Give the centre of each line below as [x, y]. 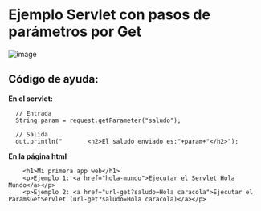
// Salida [32, 134]
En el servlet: [31, 99]
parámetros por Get [75, 32]
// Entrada [34, 113]
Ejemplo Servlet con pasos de [110, 15]
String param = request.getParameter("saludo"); [98, 120]
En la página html [38, 156]
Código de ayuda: [53, 79]
